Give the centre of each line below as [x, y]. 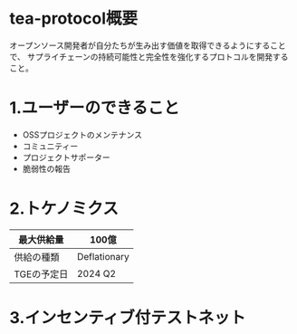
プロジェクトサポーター [66, 157]
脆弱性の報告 [46, 168]
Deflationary [103, 256]
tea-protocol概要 [74, 19]
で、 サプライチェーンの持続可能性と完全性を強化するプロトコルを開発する [149, 56]
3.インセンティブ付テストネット [128, 318]
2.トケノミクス [64, 209]
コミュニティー [50, 146]
